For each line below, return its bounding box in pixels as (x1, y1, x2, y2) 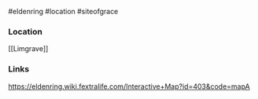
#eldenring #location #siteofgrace (8, 7, 119, 16)
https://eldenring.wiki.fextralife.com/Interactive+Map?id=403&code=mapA (8, 82, 250, 91)
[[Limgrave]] (8, 44, 49, 53)
